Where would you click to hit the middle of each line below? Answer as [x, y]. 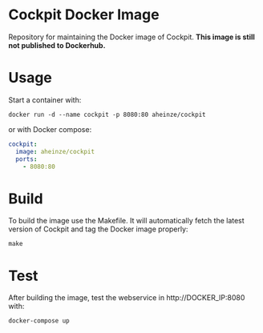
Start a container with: [45, 100]
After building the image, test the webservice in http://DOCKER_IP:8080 [127, 298]
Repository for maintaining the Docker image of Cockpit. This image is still [131, 37]
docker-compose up [39, 321]
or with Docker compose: [50, 129]
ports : [26, 159]
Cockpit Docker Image [84, 15]
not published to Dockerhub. [57, 45]
